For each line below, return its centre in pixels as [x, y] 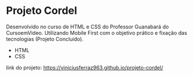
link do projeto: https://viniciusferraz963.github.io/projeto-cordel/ [85, 67]
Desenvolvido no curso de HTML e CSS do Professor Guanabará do [87, 27]
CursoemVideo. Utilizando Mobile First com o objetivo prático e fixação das [97, 32]
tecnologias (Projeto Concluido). [45, 39]
